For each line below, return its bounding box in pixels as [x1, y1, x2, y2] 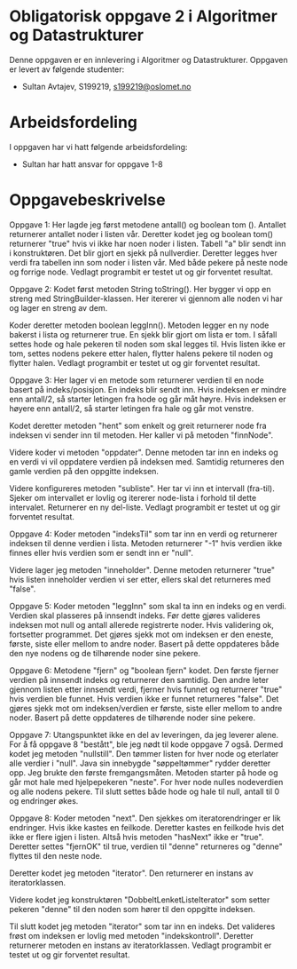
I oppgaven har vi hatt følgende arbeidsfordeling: [9, 141, 188, 152]
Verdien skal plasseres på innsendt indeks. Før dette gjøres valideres [9, 610, 261, 621]
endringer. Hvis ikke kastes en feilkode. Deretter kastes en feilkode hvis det [9, 822, 285, 832]
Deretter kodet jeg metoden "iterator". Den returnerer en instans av [9, 868, 254, 878]
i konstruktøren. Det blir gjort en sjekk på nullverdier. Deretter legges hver [9, 247, 277, 258]
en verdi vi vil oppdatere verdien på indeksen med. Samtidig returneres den [9, 456, 285, 467]
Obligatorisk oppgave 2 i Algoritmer [9, 6, 277, 27]
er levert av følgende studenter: [9, 64, 125, 75]
